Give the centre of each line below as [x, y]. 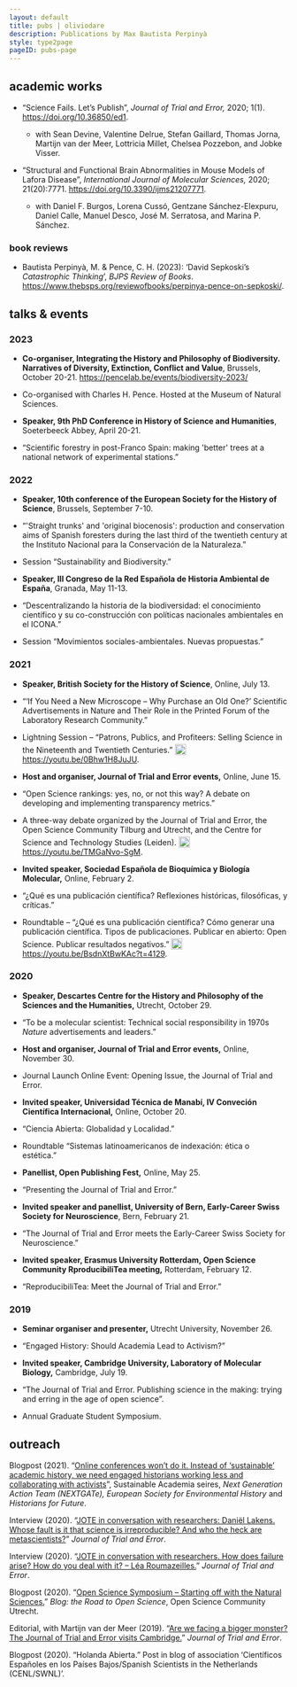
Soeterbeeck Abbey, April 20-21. [81, 430]
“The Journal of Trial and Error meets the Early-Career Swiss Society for [153, 1233]
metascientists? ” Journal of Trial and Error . [88, 1539]
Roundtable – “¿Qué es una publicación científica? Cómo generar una [148, 921]
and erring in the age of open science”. [93, 1399]
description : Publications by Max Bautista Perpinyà [108, 34]
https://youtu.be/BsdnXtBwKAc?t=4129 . [95, 953]
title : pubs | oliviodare [57, 26]
